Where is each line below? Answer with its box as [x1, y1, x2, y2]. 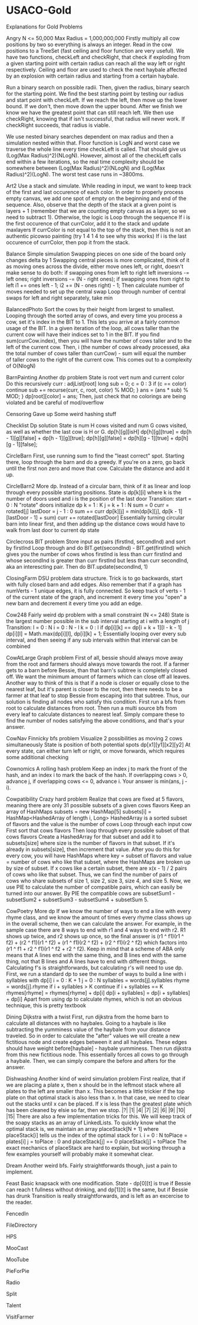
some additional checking [6, 753, 69, 760]
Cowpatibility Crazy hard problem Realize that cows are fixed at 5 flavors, [6, 795, 184, 802]
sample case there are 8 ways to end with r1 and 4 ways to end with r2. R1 [6, 926, 186, 933]
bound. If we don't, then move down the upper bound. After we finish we [6, 102, 183, 109]
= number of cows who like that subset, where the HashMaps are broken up [6, 858, 191, 865]
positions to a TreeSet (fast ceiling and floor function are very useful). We [6, 47, 184, 54]
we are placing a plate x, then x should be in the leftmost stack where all [6, 1081, 181, 1088]
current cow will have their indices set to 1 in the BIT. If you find [6, 331, 160, 338]
